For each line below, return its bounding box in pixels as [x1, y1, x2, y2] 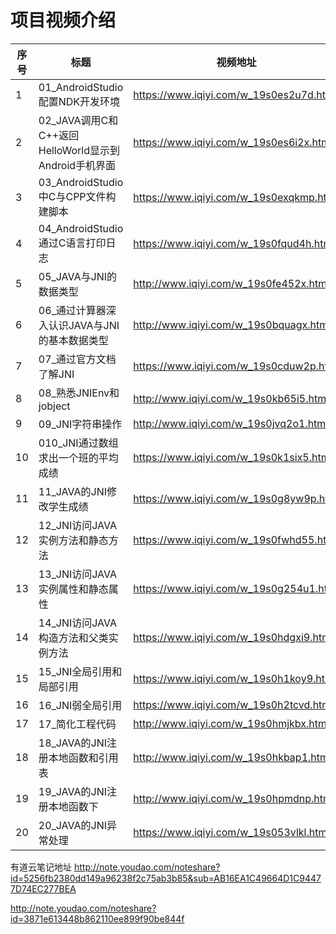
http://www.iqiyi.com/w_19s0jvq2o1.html [133, 416, 329, 430]
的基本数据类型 [38, 333, 109, 347]
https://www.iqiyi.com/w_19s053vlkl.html [133, 825, 330, 839]
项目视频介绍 [10, 9, 117, 32]
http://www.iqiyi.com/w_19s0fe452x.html [133, 276, 330, 290]
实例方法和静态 [38, 533, 109, 547]
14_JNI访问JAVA [38, 616, 118, 630]
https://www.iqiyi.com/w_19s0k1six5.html [133, 450, 333, 464]
